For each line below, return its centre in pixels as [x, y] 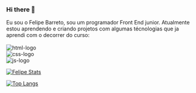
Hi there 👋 [21, 10]
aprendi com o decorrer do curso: [48, 35]
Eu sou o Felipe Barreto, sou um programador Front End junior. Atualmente [98, 23]
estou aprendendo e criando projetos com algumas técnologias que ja [93, 29]
